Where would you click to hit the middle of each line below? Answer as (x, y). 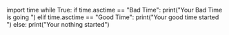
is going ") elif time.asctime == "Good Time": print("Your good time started (113, 17)
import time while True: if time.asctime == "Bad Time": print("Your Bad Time (114, 10)
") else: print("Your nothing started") (58, 24)
